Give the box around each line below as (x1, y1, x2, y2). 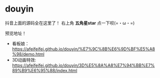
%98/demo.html (12, 51, 44, 57)
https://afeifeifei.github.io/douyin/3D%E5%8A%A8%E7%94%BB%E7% (12, 62, 155, 68)
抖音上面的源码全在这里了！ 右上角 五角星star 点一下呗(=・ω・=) (5, 20, 135, 26)
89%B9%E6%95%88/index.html (12, 67, 77, 73)
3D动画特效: (12, 57, 36, 62)
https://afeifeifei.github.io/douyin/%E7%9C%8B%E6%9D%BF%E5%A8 (12, 46, 155, 52)
